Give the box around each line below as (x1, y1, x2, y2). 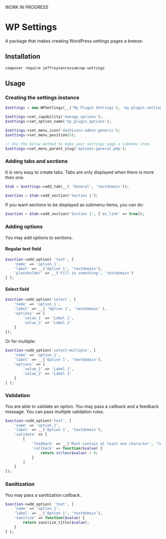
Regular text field (5, 246, 41, 252)
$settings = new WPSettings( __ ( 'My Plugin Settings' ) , (5, 105, 121, 111)
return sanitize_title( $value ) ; (23, 520, 90, 525)
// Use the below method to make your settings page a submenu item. (5, 141, 152, 146)
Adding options (5, 223, 43, 230)
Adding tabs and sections (5, 158, 68, 165)
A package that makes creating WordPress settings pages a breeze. (5, 38, 143, 44)
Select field (5, 286, 29, 292)
